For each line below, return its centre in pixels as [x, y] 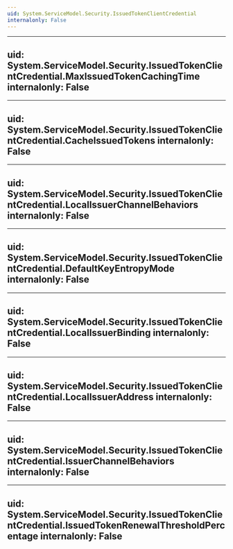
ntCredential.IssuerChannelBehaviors [91, 461]
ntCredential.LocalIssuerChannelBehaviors [103, 204]
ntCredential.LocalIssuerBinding [79, 333]
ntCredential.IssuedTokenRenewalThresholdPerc [116, 525]
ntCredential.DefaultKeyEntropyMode [91, 269]
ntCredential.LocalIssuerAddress [80, 397]
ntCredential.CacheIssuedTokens [81, 141]
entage [23, 536]
